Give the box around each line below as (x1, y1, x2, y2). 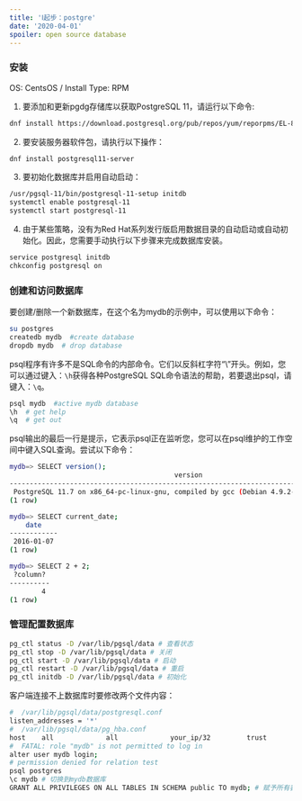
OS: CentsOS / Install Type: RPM (9, 82, 129, 93)
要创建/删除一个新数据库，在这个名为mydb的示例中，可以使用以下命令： (9, 307, 277, 318)
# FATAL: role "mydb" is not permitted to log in (9, 742, 203, 751)
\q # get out (9, 416, 63, 425)
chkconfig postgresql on (9, 261, 102, 270)
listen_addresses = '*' (9, 716, 99, 725)
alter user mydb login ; (9, 750, 99, 759)
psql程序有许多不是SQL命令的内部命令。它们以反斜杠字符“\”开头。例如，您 (9, 358, 287, 369)
